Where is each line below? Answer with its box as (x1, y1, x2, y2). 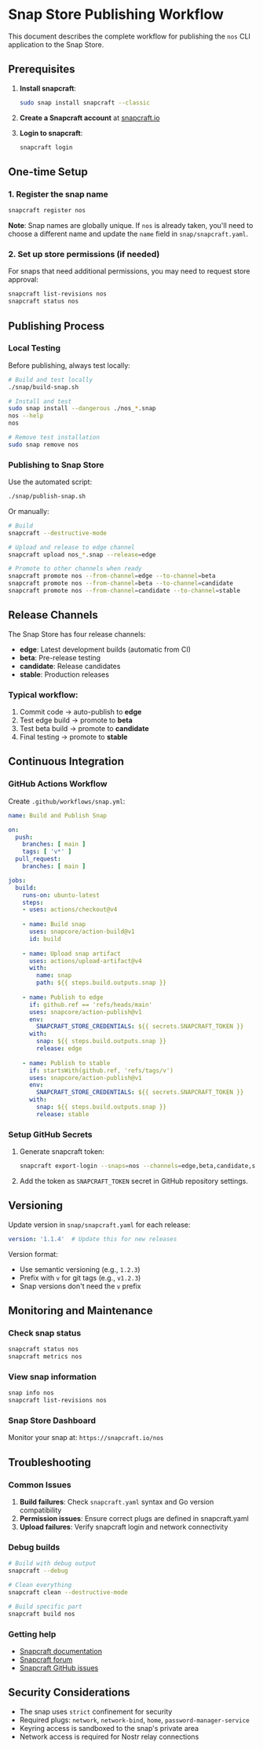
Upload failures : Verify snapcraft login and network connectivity (19, 1523, 228, 1532)
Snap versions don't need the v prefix (19, 1281, 141, 1291)
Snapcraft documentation (19, 1646, 102, 1655)
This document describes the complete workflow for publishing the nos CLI (8, 31, 251, 41)
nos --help (8, 412, 44, 420)
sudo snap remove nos (8, 440, 79, 449)
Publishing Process (8, 319, 105, 333)
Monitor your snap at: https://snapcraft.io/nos (8, 1433, 164, 1442)
